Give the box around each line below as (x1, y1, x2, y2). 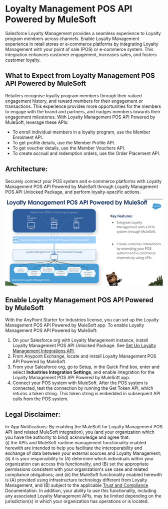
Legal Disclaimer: (5, 410, 61, 419)
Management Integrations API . (12, 348, 75, 354)
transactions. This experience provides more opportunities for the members (5, 103, 161, 109)
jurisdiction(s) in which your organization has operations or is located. (5, 498, 149, 504)
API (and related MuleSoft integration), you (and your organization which (5, 429, 154, 435)
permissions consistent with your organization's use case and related (5, 466, 148, 472)
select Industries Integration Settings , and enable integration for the (12, 369, 155, 375)
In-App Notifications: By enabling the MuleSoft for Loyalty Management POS (5, 423, 163, 429)
